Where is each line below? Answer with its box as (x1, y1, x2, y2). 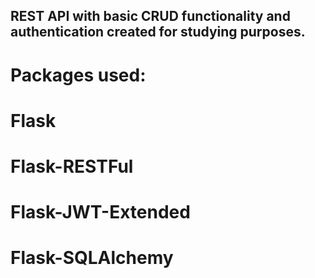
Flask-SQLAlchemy (10, 247, 174, 269)
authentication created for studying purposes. (10, 24, 306, 41)
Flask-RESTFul (10, 155, 134, 178)
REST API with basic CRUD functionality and (10, 8, 291, 25)
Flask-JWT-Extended (10, 201, 191, 224)
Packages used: (10, 64, 147, 86)
